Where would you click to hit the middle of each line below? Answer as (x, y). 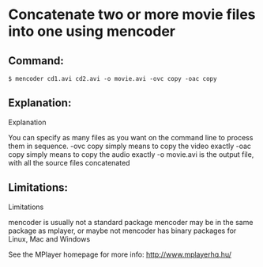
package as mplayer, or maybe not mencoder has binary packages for (122, 231)
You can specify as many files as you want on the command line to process (131, 137)
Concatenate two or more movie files (132, 15)
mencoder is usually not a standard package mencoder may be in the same (131, 222)
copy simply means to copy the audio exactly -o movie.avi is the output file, (131, 154)
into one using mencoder (92, 31)
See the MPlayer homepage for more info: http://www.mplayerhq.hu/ (120, 254)
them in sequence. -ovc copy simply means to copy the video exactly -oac (130, 146)
